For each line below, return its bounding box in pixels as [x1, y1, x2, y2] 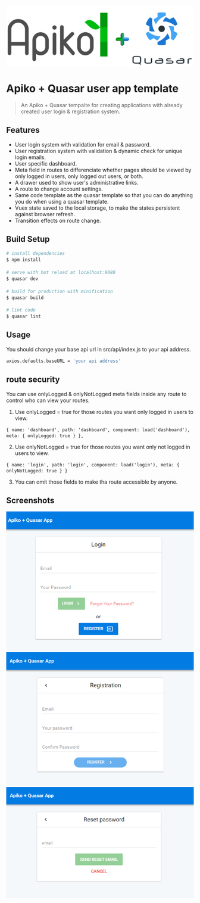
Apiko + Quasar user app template [6, 82, 179, 95]
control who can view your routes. [6, 397, 90, 404]
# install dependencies [6, 251, 65, 257]
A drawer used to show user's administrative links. [14, 179, 139, 186]
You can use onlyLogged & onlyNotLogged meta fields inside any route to [6, 390, 187, 397]
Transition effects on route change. [14, 217, 101, 224]
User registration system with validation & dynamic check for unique [14, 147, 183, 154]
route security [6, 375, 60, 385]
